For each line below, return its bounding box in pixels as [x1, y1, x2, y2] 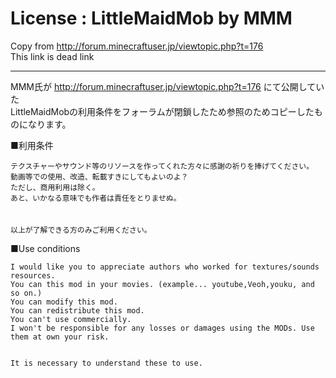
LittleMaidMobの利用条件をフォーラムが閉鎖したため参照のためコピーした [10, 105, 315, 117]
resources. [10, 270, 56, 281]
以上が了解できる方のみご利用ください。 [10, 225, 152, 235]
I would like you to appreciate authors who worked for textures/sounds [10, 262, 320, 272]
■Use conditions [10, 242, 81, 254]
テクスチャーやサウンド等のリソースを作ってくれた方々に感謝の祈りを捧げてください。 [10, 161, 315, 171]
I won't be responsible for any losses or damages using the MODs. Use [10, 323, 315, 333]
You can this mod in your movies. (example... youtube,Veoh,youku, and [10, 279, 315, 289]
